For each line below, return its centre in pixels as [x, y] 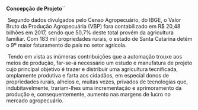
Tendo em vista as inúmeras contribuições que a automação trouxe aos [95, 56]
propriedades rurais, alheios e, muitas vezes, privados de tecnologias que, [97, 82]
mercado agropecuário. [35, 101]
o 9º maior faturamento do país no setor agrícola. [66, 45]
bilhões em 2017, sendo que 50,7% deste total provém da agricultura [90, 33]
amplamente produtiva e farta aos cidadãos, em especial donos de [87, 75]
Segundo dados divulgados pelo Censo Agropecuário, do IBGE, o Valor [94, 20]
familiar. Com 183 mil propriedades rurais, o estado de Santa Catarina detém [99, 39]
